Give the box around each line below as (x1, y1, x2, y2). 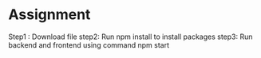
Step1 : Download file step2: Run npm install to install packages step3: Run (8, 32, 253, 41)
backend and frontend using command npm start (8, 40, 170, 49)
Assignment (8, 6, 91, 24)
